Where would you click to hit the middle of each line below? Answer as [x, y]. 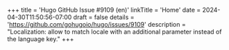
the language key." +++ [41, 39]
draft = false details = [104, 17]
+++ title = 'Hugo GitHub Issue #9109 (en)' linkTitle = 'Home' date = [104, 10]
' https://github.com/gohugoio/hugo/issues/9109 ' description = [96, 24]
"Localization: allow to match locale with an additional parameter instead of [114, 32]
